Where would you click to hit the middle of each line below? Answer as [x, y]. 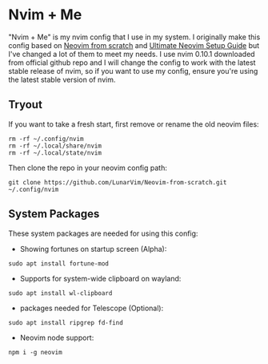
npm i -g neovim [35, 352]
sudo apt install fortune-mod [59, 263]
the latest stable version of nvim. [62, 79]
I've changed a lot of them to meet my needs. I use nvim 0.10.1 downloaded [132, 54]
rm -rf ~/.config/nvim [46, 139]
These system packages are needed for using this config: [103, 233]
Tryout [25, 105]
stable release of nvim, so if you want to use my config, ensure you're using [133, 71]
